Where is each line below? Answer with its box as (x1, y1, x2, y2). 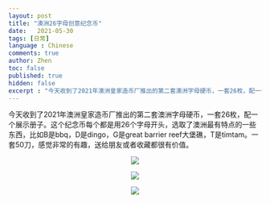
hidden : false (8, 79, 56, 87)
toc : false (8, 64, 45, 72)
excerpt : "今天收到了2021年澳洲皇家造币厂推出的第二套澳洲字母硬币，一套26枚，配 (8, 86, 256, 95)
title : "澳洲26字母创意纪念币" (8, 19, 102, 27)
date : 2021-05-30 (8, 27, 74, 35)
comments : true (8, 49, 59, 57)
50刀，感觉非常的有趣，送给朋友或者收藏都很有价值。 (14, 140, 194, 150)
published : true (8, 72, 63, 80)
